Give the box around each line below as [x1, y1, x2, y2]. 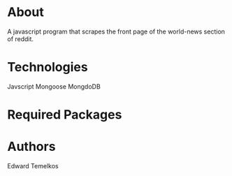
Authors [7, 139, 56, 154]
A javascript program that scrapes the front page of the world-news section [7, 27, 226, 36]
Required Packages [7, 107, 122, 123]
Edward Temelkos [7, 162, 59, 170]
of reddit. [7, 34, 34, 43]
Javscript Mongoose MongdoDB [7, 82, 101, 91]
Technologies [7, 59, 89, 75]
